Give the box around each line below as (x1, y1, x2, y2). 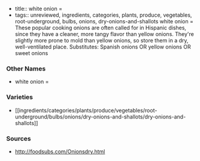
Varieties (6, 93, 33, 101)
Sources (6, 134, 31, 142)
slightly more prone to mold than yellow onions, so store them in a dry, (14, 37, 189, 44)
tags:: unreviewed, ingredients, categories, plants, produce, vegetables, (14, 11, 192, 19)
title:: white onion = (14, 5, 63, 12)
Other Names (6, 64, 46, 72)
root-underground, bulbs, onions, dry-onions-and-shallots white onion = (14, 18, 193, 25)
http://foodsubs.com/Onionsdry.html (14, 148, 105, 155)
